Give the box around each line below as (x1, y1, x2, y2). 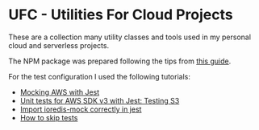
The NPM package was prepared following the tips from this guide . (8, 56, 232, 66)
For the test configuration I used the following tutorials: (8, 71, 191, 81)
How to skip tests (19, 112, 78, 122)
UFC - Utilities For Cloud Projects (8, 6, 233, 24)
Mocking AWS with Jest (19, 87, 100, 97)
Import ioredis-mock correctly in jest (19, 104, 142, 114)
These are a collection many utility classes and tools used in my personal (8, 32, 252, 42)
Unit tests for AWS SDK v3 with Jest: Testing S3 (19, 95, 180, 105)
